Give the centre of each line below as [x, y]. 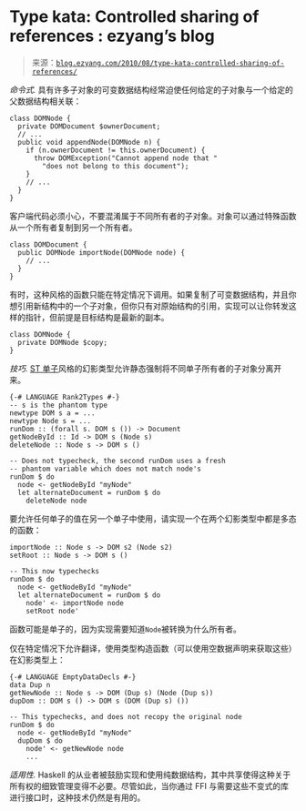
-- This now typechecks [55, 571]
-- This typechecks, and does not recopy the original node [126, 716]
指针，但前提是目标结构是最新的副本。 [97, 317]
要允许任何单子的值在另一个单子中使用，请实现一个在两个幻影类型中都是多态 [153, 518]
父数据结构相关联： [46, 101]
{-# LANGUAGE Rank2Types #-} [65, 397]
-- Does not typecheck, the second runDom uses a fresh [117, 461]
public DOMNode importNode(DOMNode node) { [101, 252]
